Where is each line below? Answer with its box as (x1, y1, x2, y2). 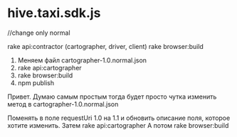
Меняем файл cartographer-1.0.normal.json (17, 55, 147, 65)
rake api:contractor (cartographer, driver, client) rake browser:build (7, 42, 204, 50)
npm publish (17, 78, 55, 87)
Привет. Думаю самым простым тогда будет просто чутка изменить (7, 92, 217, 101)
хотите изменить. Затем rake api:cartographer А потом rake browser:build (7, 121, 229, 129)
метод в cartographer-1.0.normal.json (7, 99, 119, 108)
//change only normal (7, 28, 70, 37)
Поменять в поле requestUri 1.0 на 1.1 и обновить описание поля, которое (7, 114, 231, 122)
